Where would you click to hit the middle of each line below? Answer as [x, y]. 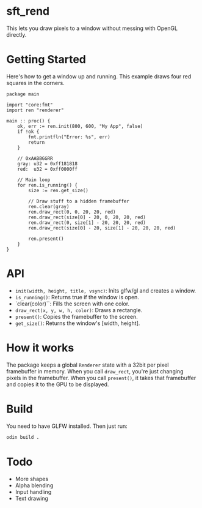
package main [23, 94]
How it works [40, 348]
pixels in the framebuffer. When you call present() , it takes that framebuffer [101, 378]
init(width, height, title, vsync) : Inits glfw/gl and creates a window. [106, 290]
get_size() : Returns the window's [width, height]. [78, 323]
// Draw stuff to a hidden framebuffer [79, 201]
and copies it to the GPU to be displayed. [58, 384]
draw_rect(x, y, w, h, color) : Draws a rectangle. [79, 310]
